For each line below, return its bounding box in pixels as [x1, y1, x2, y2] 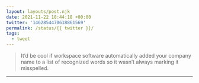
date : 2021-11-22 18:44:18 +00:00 [6, 14, 92, 20]
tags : [6, 31, 20, 36]
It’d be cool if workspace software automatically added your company [20, 52, 191, 59]
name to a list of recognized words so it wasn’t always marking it [20, 58, 179, 65]
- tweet [11, 36, 31, 42]
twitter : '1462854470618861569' [6, 19, 86, 25]
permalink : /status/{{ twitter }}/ [6, 25, 94, 31]
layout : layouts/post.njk [6, 8, 70, 15]
